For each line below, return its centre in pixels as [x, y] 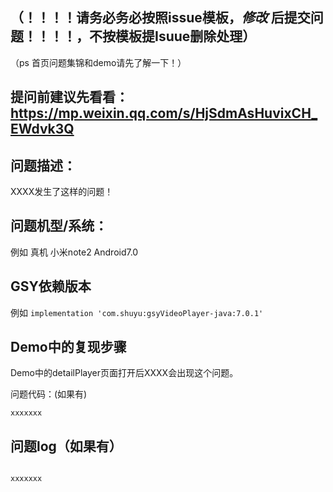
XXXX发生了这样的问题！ [62, 192]
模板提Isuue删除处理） [185, 36]
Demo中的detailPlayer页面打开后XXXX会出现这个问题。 [124, 373]
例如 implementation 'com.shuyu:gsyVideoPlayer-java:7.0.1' [137, 312]
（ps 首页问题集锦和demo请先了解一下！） [98, 62]
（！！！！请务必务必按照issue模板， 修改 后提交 [160, 18]
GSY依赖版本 [51, 286]
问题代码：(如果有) [49, 394]
